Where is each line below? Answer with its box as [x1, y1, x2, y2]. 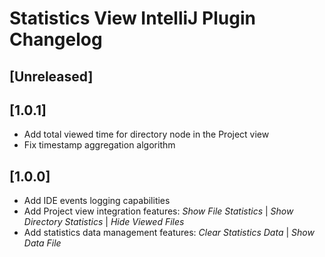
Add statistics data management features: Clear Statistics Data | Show [23, 227, 315, 239]
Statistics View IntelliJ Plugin [9, 7, 256, 30]
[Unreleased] [9, 68, 94, 85]
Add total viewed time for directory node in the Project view [23, 128, 270, 141]
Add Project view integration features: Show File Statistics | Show [23, 205, 294, 217]
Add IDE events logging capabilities [23, 195, 171, 207]
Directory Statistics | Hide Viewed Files [23, 216, 185, 228]
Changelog [9, 28, 103, 51]
